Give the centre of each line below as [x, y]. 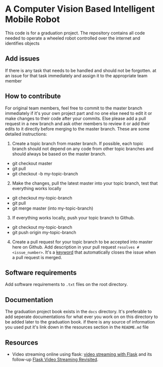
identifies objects [22, 43]
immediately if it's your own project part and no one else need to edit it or [79, 113]
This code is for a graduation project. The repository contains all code [75, 33]
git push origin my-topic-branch [44, 232]
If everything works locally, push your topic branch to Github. [73, 217]
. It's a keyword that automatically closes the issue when [100, 252]
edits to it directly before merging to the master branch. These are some [77, 129]
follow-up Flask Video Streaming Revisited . [55, 359]
